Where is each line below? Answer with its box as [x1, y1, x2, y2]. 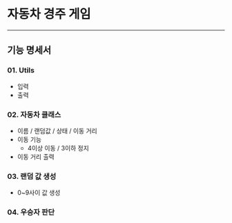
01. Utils [7, 66, 35, 75]
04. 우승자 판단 [7, 208, 55, 217]
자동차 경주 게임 [7, 6, 91, 22]
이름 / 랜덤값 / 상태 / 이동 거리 [17, 126, 98, 135]
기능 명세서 [7, 44, 52, 56]
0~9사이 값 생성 [17, 188, 61, 197]
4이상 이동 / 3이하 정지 [27, 144, 90, 152]
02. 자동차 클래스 [7, 110, 61, 119]
